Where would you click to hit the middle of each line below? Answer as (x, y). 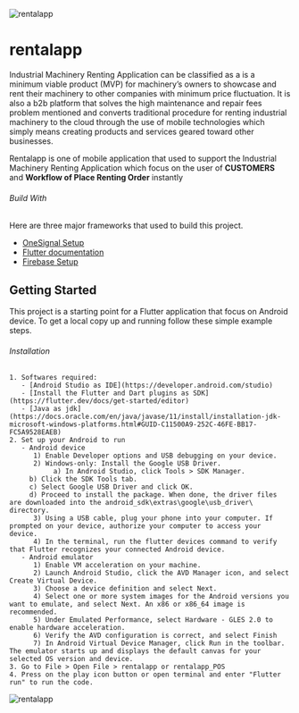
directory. (29, 511)
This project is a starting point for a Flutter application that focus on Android (149, 311)
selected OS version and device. (71, 659)
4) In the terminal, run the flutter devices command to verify (155, 542)
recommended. (33, 612)
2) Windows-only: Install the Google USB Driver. (127, 464)
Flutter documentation (63, 252)
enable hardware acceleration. (67, 628)
